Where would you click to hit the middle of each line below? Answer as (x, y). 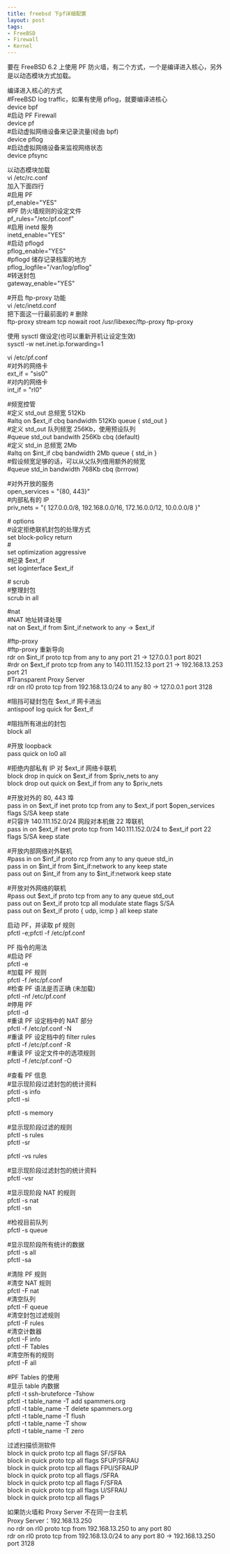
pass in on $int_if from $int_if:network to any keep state (87, 866)
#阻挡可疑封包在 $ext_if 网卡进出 (54, 701)
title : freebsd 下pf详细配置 (47, 14)
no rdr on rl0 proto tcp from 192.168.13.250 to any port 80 (90, 1529)
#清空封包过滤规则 (34, 1315)
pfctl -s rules (25, 1135)
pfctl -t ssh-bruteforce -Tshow (51, 1394)
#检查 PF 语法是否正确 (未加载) (52, 988)
